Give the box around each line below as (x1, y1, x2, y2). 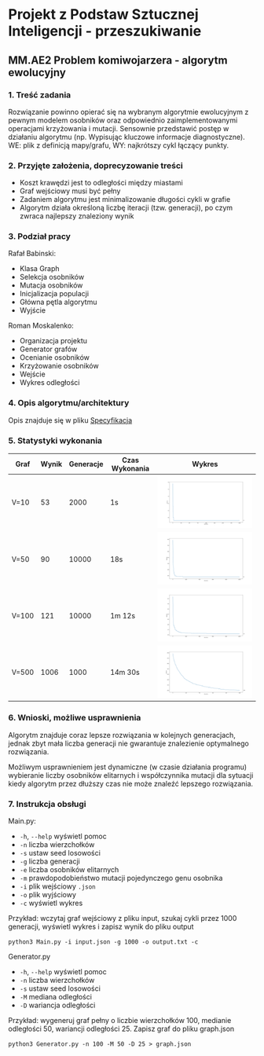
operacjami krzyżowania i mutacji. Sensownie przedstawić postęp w (8, 123, 229, 133)
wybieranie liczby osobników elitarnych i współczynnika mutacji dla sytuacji (8, 770, 254, 779)
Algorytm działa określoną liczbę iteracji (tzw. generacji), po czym (19, 203, 233, 213)
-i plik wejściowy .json (19, 882, 96, 891)
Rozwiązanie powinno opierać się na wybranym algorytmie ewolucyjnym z (8, 107, 249, 116)
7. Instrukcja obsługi (8, 798, 86, 809)
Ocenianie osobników (19, 353, 90, 362)
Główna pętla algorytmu (19, 297, 97, 307)
